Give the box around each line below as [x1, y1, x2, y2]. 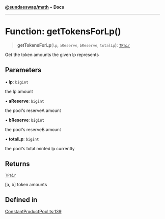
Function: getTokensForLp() [5, 26, 121, 37]
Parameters [5, 66, 42, 74]
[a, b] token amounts [5, 181, 47, 187]
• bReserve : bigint [5, 117, 45, 123]
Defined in [5, 195, 38, 204]
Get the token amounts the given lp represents [5, 52, 99, 57]
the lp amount [5, 88, 33, 94]
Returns [5, 160, 30, 168]
